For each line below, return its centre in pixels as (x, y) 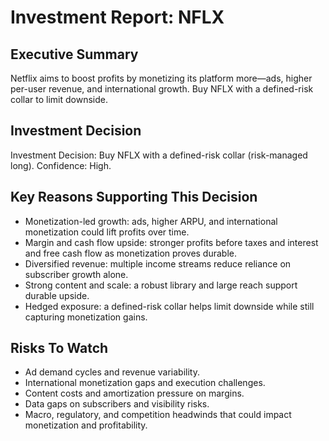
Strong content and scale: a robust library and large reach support (161, 285)
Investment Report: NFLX (117, 17)
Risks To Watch (59, 348)
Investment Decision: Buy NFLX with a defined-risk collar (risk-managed (159, 155)
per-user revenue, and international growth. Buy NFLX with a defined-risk (162, 89)
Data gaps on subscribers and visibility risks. (117, 404)
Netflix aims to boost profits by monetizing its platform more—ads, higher (161, 78)
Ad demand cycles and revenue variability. (112, 372)
